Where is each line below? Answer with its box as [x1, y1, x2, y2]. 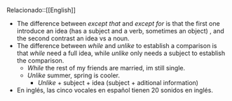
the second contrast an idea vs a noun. [16, 34, 130, 42]
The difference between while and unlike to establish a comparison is [16, 42, 217, 49]
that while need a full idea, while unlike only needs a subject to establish [16, 49, 226, 57]
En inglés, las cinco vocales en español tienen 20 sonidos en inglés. [16, 86, 213, 94]
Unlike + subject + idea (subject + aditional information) [37, 79, 199, 86]
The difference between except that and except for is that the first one [16, 20, 220, 27]
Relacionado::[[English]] [6, 6, 76, 14]
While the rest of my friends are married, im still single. [27, 64, 186, 72]
